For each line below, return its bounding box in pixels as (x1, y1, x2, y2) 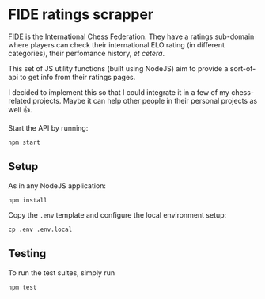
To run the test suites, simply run (8, 267, 115, 278)
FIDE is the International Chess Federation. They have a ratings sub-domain (8, 32, 255, 41)
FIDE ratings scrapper (8, 6, 154, 24)
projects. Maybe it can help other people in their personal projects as (32, 96, 258, 105)
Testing (8, 247, 47, 260)
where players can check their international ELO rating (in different (8, 40, 225, 49)
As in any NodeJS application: (8, 180, 107, 191)
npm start (8, 138, 41, 146)
